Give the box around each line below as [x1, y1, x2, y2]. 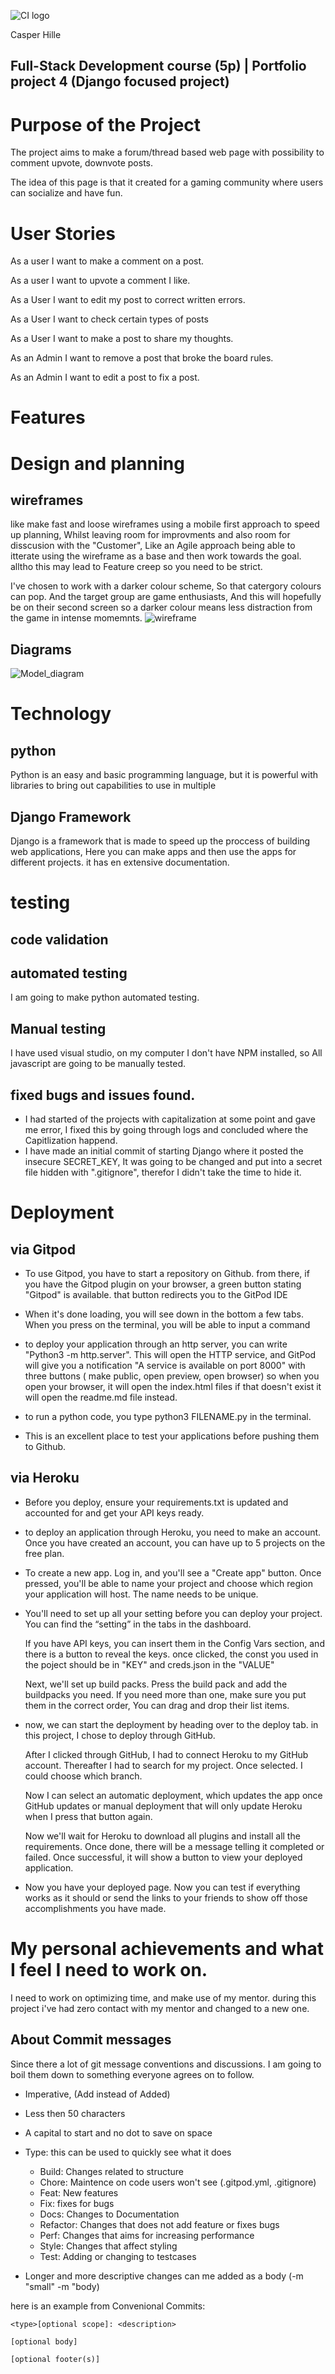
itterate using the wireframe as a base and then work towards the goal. [10, 550, 302, 562]
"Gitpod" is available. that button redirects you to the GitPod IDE [24, 1289, 288, 1301]
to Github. [24, 1441, 67, 1453]
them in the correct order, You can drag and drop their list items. [24, 1699, 290, 1711]
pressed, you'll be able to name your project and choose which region [24, 1577, 314, 1589]
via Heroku [10, 1470, 80, 1487]
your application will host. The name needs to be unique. [24, 1588, 259, 1600]
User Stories [10, 222, 116, 245]
